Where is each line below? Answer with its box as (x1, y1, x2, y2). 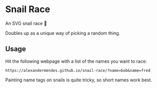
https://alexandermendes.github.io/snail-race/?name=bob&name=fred (5, 68, 151, 73)
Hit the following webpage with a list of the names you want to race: (5, 58, 147, 64)
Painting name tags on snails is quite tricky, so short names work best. (5, 77, 152, 83)
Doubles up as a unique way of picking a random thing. (5, 30, 121, 36)
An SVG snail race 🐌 (5, 20, 47, 26)
